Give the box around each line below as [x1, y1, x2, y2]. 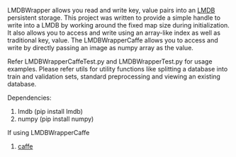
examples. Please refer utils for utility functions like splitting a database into [7, 65, 228, 73]
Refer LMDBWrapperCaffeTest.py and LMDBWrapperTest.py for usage [7, 57, 213, 66]
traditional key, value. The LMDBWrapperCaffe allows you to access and [7, 36, 218, 45]
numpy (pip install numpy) [17, 115, 94, 123]
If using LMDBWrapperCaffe [7, 129, 90, 136]
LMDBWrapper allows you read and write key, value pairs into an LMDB [7, 6, 215, 14]
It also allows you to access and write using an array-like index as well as [7, 28, 221, 37]
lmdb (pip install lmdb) [17, 107, 84, 115]
